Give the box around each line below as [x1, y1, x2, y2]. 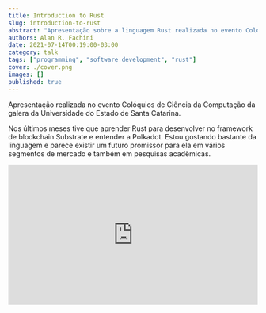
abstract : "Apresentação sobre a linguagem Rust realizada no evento [8, 26, 243, 34]
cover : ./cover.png [8, 63, 73, 71]
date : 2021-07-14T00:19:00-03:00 [8, 41, 119, 49]
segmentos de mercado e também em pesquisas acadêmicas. [8, 148, 211, 158]
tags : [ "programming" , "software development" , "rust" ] [8, 56, 196, 64]
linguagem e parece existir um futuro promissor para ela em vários [8, 140, 226, 150]
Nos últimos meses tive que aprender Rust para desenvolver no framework [8, 124, 253, 133]
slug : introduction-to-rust [8, 19, 101, 27]
